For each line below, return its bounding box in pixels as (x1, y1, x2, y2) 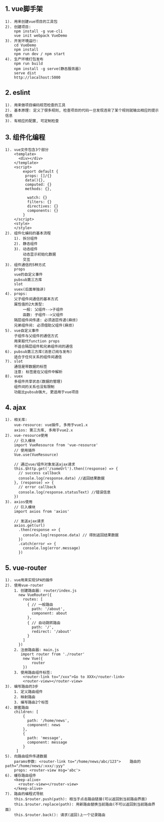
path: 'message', (27, 736, 63, 741)
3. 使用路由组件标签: (14, 670, 53, 675)
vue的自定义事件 (14, 272, 43, 277)
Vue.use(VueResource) (14, 452, 58, 458)
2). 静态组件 (14, 241, 38, 247)
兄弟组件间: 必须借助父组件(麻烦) (14, 323, 75, 328)
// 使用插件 (14, 448, 36, 453)
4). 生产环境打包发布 (5, 57, 43, 62)
